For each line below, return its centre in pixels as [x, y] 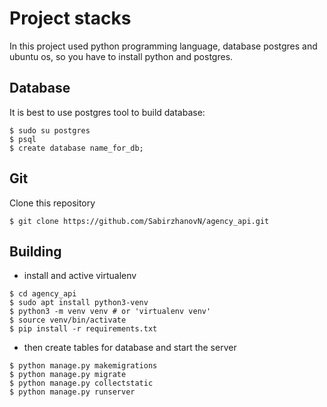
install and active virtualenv [80, 276]
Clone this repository [52, 203]
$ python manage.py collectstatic [81, 383]
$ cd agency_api [43, 294]
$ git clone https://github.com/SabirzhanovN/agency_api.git [139, 221]
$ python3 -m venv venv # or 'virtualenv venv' [110, 312]
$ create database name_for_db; [76, 148]
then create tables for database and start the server [130, 348]
